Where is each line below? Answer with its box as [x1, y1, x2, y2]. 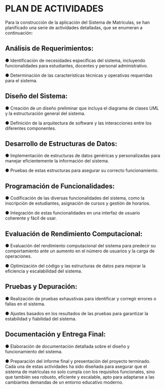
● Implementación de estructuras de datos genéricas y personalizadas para [5, 153, 161, 159]
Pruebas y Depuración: [5, 282, 78, 291]
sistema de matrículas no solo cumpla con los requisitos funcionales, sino [5, 369, 155, 375]
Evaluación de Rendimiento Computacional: [5, 229, 143, 238]
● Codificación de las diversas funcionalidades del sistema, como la [5, 195, 145, 201]
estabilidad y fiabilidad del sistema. [5, 316, 77, 322]
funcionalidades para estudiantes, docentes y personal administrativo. [5, 62, 148, 68]
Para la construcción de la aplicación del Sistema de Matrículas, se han [5, 19, 150, 25]
